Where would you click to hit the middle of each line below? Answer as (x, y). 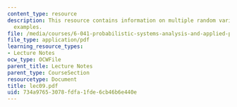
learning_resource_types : (45, 46)
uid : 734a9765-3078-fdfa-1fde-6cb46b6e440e (72, 92)
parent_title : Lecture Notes (50, 66)
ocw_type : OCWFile (34, 60)
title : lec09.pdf (33, 86)
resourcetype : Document (42, 79)
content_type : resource (42, 14)
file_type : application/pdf (49, 40)
